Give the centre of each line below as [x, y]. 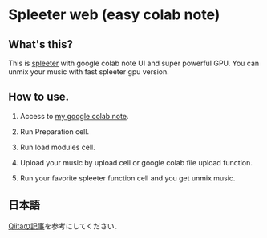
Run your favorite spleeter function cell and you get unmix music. [127, 178]
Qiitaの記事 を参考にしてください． [65, 226]
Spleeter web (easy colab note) [114, 15]
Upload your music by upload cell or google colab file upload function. [136, 162]
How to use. [39, 97]
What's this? [41, 44]
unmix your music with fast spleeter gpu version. [89, 72]
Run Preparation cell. [55, 131]
